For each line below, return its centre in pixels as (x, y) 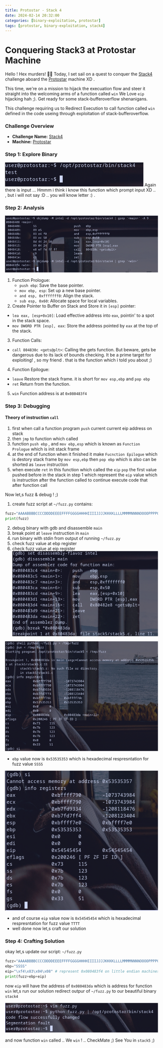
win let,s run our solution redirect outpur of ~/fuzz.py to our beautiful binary (81, 991)
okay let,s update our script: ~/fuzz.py (43, 952)
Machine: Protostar (32, 142)
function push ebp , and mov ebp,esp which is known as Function (76, 444)
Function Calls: (27, 340)
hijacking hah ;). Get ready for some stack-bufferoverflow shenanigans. (76, 99)
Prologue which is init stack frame (46, 449)
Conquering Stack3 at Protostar (70, 50)
